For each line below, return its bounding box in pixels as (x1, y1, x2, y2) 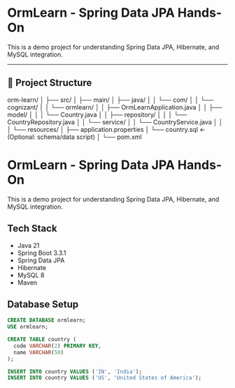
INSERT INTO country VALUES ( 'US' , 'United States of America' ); (7, 375, 201, 382)
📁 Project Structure (7, 77, 92, 89)
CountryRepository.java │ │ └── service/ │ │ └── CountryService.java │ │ (7, 117, 224, 126)
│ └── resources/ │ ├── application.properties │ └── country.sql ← (7, 125, 206, 133)
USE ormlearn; (7, 323, 49, 331)
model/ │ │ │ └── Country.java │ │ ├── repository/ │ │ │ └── (7, 110, 187, 119)
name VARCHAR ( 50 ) (13, 349, 64, 356)
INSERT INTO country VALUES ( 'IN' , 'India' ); (7, 368, 142, 375)
